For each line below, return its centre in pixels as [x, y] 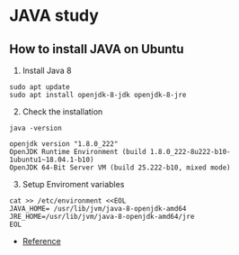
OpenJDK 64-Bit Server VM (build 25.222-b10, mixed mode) [120, 168]
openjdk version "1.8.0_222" [64, 144]
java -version [36, 128]
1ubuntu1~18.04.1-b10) [52, 159]
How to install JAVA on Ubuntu [97, 49]
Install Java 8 [47, 70]
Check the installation [62, 112]
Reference [41, 241]
